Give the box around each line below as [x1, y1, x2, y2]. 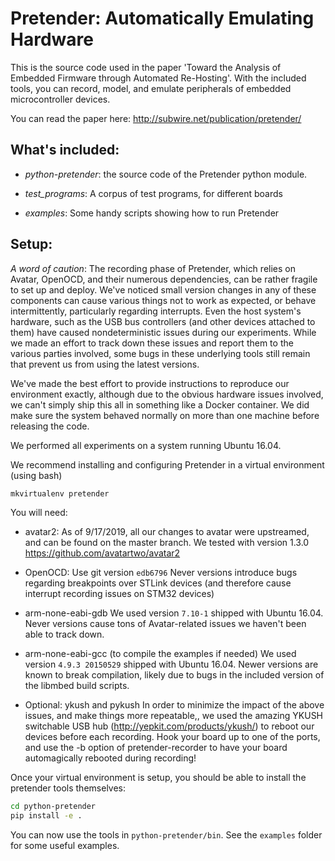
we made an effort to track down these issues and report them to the [10, 337, 294, 349]
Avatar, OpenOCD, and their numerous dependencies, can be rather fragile [10, 273, 318, 285]
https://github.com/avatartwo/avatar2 [24, 547, 181, 559]
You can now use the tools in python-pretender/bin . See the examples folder [10, 829, 323, 841]
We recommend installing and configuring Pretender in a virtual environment [10, 458, 325, 471]
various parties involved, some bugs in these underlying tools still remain [10, 347, 311, 359]
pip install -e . [10, 811, 83, 821]
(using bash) [10, 469, 63, 481]
